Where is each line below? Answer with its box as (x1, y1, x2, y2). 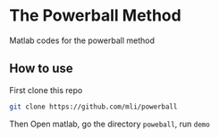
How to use (9, 61, 73, 76)
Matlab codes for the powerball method (9, 35, 155, 46)
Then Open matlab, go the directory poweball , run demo (9, 118, 210, 129)
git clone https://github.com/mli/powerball (9, 102, 178, 111)
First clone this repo (9, 84, 83, 95)
